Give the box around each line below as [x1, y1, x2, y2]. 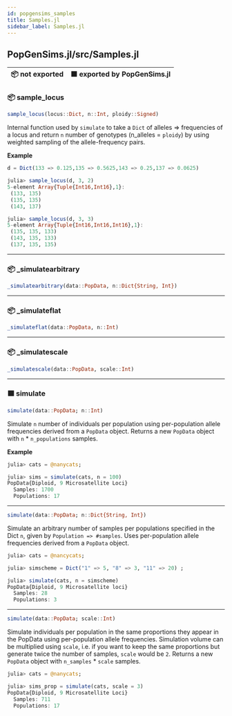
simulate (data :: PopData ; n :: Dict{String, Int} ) [7, 512, 147, 519]
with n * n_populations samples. [7, 434, 98, 443]
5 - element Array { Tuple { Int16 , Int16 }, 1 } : [7, 184, 126, 191]
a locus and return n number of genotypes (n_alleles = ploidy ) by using [7, 130, 209, 139]
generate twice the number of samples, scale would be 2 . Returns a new [7, 650, 213, 658]
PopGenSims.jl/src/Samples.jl [7, 48, 139, 60]
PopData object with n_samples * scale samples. [7, 657, 141, 666]
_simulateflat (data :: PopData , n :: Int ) [7, 324, 119, 331]
